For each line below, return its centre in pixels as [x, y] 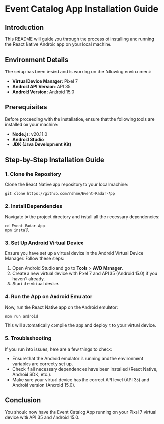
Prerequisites [26, 107]
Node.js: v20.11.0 [30, 134]
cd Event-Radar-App [25, 226]
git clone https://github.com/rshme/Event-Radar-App [60, 194]
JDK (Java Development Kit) [42, 144]
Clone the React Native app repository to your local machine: [67, 185]
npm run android [22, 317]
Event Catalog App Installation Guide [82, 9]
